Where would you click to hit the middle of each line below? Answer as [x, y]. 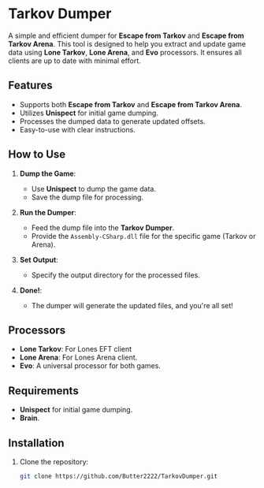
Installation [36, 443]
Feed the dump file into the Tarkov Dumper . [103, 227]
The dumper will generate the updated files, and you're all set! [132, 305]
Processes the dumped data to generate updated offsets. [113, 121]
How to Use [37, 155]
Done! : [31, 290]
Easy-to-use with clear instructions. [77, 129]
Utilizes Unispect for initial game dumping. [89, 113]
